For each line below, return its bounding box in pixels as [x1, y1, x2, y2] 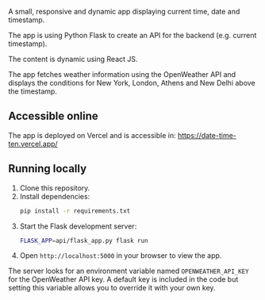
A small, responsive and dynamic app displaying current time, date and [8, 7, 240, 16]
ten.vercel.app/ [8, 139, 58, 148]
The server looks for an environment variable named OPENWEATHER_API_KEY [8, 266, 249, 276]
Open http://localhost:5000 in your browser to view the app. [19, 251, 222, 260]
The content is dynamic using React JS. [8, 55, 138, 63]
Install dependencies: [19, 191, 90, 201]
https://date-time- [177, 130, 236, 140]
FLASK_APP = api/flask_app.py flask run [19, 237, 148, 244]
